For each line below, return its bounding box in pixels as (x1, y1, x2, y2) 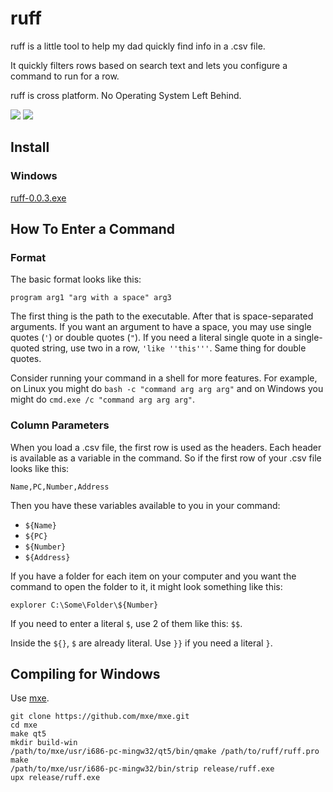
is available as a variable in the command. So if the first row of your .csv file (10, 452, 322, 464)
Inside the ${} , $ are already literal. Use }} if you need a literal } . (10, 637, 273, 649)
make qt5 (10, 729, 47, 739)
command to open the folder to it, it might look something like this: (10, 580, 283, 592)
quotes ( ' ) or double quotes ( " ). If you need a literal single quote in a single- (10, 332, 323, 344)
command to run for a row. (10, 70, 120, 82)
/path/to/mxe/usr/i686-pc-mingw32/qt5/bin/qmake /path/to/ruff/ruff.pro (10, 747, 320, 757)
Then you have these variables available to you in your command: (10, 499, 281, 511)
